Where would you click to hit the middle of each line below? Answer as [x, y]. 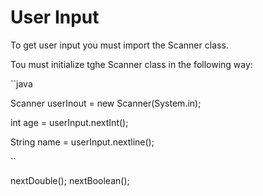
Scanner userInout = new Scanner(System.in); [106, 103]
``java [21, 83]
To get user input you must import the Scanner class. [119, 45]
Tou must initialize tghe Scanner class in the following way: [131, 64]
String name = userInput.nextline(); [82, 142]
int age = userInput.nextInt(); [69, 122]
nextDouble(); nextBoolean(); [70, 180]
